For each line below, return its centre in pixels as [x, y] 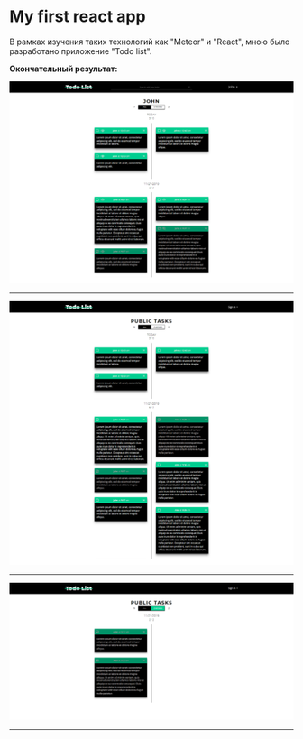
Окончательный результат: [64, 69]
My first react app [78, 17]
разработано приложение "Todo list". [81, 51]
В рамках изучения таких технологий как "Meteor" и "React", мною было [150, 42]
